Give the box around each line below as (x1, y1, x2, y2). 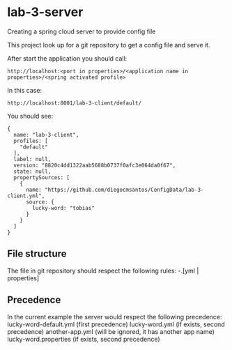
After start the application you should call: (7, 54, 127, 63)
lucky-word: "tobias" (32, 204, 95, 211)
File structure (7, 248, 67, 260)
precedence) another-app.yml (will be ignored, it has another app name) (7, 327, 215, 335)
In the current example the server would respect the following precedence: (7, 312, 222, 321)
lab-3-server (7, 4, 84, 20)
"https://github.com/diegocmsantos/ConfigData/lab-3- (44, 186, 204, 193)
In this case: (7, 86, 42, 94)
